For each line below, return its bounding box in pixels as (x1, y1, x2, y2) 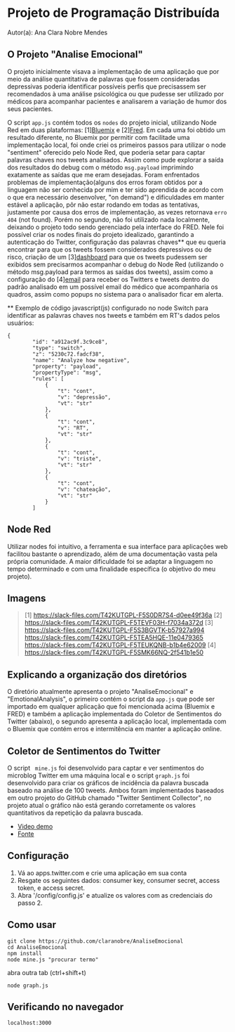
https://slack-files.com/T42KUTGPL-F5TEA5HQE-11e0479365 (24, 633, 203, 642)
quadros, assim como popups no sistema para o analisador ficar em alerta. (7, 290, 224, 298)
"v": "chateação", (57, 486, 112, 493)
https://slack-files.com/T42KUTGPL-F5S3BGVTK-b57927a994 (24, 626, 205, 634)
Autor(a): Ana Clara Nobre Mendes (7, 28, 108, 37)
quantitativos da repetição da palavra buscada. (7, 808, 143, 817)
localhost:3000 (7, 1019, 52, 1027)
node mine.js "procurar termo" (7, 956, 99, 963)
